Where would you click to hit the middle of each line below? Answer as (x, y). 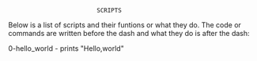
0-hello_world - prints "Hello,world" (66, 48)
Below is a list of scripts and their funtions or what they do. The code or (125, 25)
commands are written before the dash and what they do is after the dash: (129, 33)
